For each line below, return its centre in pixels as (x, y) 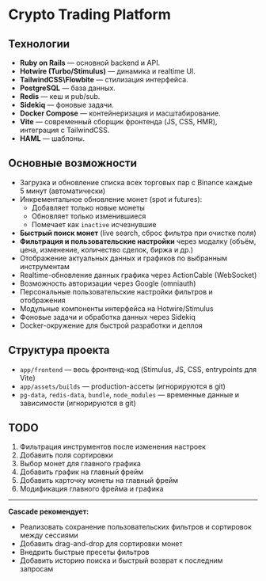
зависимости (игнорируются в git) (78, 403)
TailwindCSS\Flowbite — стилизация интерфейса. (104, 80)
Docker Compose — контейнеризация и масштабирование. (120, 113)
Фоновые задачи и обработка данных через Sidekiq (107, 317)
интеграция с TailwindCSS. (65, 130)
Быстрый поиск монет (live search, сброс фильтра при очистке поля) (138, 233)
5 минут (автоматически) (63, 191)
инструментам (44, 266)
